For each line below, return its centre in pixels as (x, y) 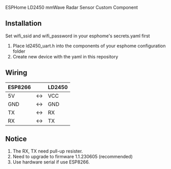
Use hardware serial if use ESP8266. (51, 162)
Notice (16, 139)
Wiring (16, 73)
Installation (23, 23)
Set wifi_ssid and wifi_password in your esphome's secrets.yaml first (78, 36)
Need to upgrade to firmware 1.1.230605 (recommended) (72, 157)
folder (19, 51)
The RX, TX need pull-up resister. (48, 151)
